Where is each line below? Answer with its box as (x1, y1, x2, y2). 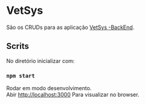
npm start (6, 72, 35, 79)
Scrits (6, 41, 29, 51)
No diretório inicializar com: (6, 57, 75, 64)
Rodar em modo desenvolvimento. (6, 85, 92, 92)
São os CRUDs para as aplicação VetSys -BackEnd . (6, 24, 135, 31)
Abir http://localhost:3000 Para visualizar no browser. (6, 91, 140, 99)
